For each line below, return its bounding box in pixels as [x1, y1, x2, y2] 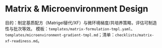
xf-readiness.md [5, 38, 38, 44]
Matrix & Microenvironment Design [5, 3, 148, 14]
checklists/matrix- [115, 33, 154, 37]
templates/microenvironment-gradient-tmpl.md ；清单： [5, 32, 115, 37]
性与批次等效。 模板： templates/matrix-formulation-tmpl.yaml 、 [5, 25, 135, 32]
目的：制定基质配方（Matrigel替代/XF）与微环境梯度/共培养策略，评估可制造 [5, 20, 157, 25]
